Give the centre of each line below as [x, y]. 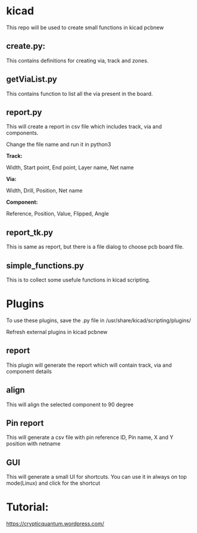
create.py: [26, 46]
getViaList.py [32, 80]
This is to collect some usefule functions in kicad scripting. [78, 280]
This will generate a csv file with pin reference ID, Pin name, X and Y [90, 437]
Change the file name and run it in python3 [59, 145]
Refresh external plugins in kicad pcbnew [57, 332]
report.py [24, 112]
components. [22, 133]
